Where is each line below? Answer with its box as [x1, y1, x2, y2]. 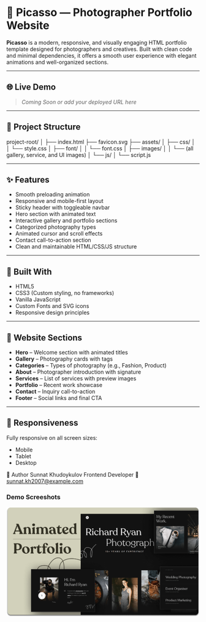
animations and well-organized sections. [6, 58, 109, 66]
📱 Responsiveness [6, 418, 78, 428]
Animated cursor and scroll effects [15, 230, 103, 237]
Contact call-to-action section [15, 236, 91, 244]
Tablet [15, 452, 32, 459]
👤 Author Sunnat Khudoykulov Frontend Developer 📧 [6, 470, 139, 478]
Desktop [15, 459, 37, 466]
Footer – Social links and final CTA [15, 394, 102, 401]
